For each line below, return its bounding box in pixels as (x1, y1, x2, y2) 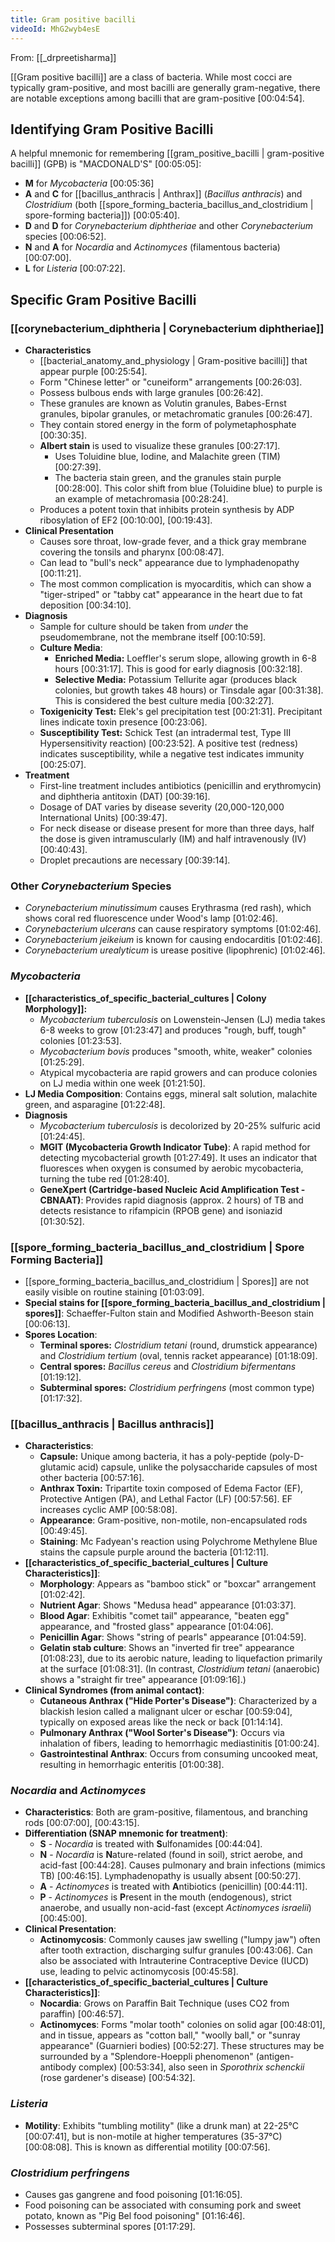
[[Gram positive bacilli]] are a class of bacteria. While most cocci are (10, 71, 293, 83)
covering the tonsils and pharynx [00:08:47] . (39, 546, 225, 558)
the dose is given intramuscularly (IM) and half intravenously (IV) (39, 833, 307, 845)
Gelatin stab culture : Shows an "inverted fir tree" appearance (39, 1642, 295, 1654)
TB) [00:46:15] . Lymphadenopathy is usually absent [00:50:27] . (39, 1870, 302, 1882)
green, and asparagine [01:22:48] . (24, 1098, 166, 1110)
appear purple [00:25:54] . (39, 366, 148, 377)
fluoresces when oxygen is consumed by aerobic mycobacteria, (39, 1162, 304, 1174)
